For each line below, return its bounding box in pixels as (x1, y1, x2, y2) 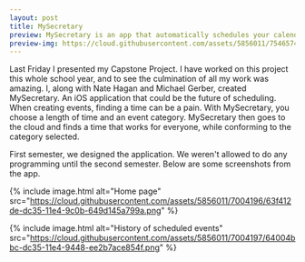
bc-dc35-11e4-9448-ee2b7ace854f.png (9, 242, 161, 253)
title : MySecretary (9, 22, 84, 31)
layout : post (9, 13, 59, 23)
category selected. (9, 131, 80, 142)
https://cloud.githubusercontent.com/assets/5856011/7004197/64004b (30, 233, 296, 244)
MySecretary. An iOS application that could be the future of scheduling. (9, 93, 277, 104)
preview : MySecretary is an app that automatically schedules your (9, 30, 271, 39)
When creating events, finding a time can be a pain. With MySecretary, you (9, 102, 290, 114)
